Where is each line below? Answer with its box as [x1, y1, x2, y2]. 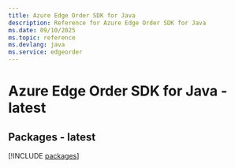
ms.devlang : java [8, 41, 65, 49]
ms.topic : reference [8, 33, 76, 42]
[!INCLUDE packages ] [8, 151, 80, 160]
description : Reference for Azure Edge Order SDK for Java [8, 19, 207, 27]
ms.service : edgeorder [8, 48, 83, 56]
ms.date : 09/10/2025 [8, 26, 76, 34]
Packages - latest [8, 130, 96, 144]
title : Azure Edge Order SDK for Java [8, 11, 136, 20]
